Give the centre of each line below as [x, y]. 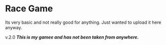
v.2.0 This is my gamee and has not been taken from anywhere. [72, 37]
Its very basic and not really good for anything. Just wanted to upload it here [83, 22]
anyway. [14, 27]
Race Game [29, 9]
